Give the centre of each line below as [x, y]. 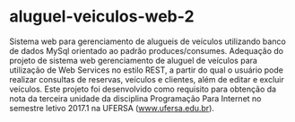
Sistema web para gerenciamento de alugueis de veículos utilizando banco [148, 41]
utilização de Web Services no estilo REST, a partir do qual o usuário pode [147, 70]
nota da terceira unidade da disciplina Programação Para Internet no [135, 98]
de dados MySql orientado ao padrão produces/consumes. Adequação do [147, 50]
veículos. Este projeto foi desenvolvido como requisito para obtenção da [143, 89]
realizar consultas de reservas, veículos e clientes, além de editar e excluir [147, 79]
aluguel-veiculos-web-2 [102, 17]
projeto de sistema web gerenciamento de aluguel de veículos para [134, 60]
